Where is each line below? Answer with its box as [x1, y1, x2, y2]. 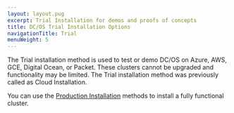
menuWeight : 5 [7, 36, 49, 44]
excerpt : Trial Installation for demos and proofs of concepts [7, 17, 197, 24]
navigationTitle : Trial [7, 29, 78, 37]
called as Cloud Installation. [7, 78, 87, 86]
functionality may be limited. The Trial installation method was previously [7, 71, 219, 79]
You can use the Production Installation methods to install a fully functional [7, 92, 224, 100]
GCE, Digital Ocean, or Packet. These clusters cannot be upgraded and [7, 63, 214, 72]
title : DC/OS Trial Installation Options [7, 23, 131, 30]
